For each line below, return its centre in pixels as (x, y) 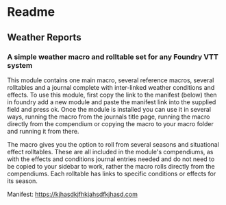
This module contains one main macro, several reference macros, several (111, 80)
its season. (22, 181)
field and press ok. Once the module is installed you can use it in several (109, 109)
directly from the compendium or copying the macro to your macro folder (110, 123)
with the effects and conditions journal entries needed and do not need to (111, 159)
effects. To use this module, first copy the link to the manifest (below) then (112, 95)
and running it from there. (43, 131)
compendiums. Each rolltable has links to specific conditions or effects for (112, 173)
